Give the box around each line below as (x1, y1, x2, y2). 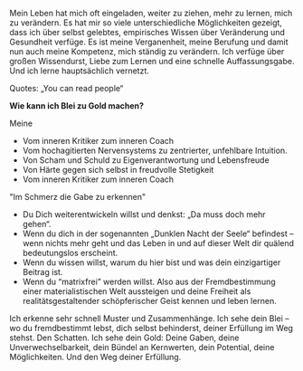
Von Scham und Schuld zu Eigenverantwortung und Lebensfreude (22, 155, 270, 166)
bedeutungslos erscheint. (22, 248, 118, 258)
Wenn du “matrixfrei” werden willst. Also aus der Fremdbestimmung (22, 276, 276, 287)
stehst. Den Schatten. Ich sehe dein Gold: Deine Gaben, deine (9, 332, 240, 343)
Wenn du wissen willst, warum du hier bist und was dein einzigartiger (22, 257, 281, 268)
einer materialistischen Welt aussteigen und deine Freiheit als (22, 286, 251, 297)
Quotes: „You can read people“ (9, 83, 124, 93)
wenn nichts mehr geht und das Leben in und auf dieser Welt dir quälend (22, 238, 295, 248)
